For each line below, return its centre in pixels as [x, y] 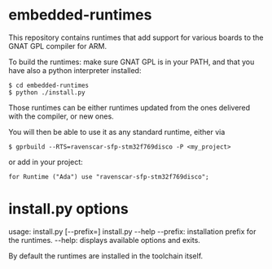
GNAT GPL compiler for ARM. [58, 46]
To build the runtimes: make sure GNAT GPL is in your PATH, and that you [132, 62]
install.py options [68, 209]
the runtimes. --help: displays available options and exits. [105, 240]
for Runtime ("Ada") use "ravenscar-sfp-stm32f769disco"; [109, 176]
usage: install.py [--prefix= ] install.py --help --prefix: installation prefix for [132, 231]
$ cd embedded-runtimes [49, 85]
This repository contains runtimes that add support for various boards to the [136, 37]
